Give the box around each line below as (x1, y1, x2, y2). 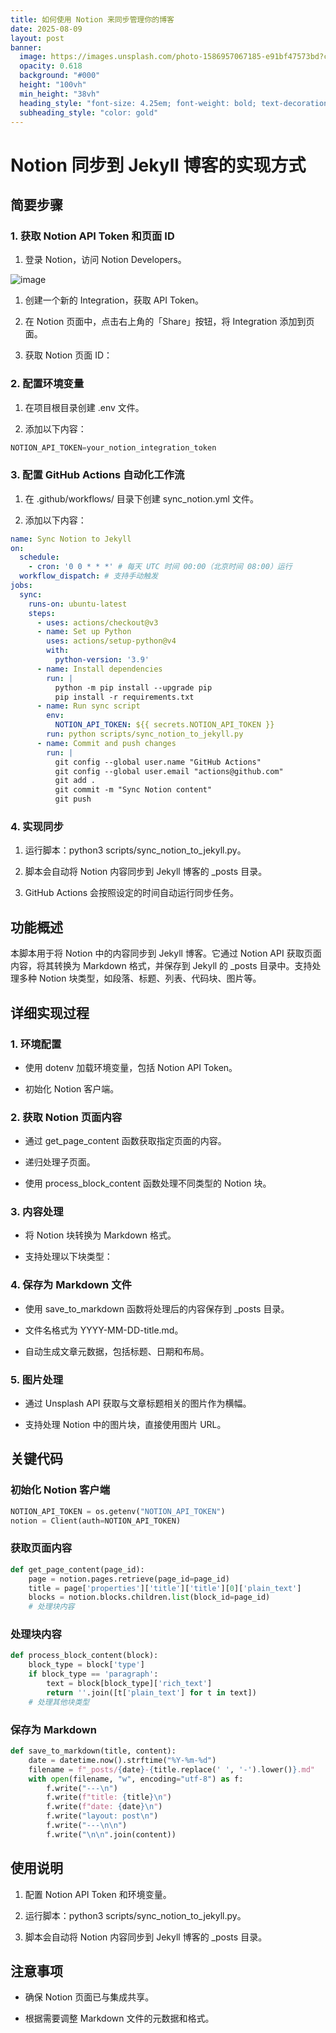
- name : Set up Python (36, 627, 132, 637)
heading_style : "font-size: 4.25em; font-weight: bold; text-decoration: (19, 98, 333, 108)
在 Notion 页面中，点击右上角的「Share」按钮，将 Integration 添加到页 (24, 316, 315, 328)
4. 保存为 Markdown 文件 (10, 1278, 132, 1292)
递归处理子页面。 (24, 1156, 96, 1168)
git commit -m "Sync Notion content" (54, 785, 213, 795)
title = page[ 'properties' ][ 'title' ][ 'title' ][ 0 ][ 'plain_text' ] (28, 1583, 302, 1593)
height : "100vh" (19, 80, 87, 90)
